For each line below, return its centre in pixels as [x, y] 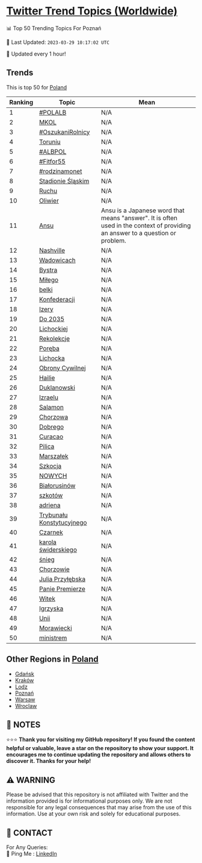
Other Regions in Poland [52, 659]
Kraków [24, 680]
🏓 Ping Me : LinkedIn [32, 854]
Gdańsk [25, 674]
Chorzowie [54, 569]
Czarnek [51, 532]
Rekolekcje [54, 338]
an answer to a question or [139, 233]
